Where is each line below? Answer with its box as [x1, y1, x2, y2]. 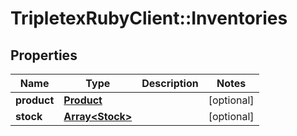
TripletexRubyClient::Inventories [10, 7, 288, 30]
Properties [10, 47, 78, 64]
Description [141, 77, 199, 90]
